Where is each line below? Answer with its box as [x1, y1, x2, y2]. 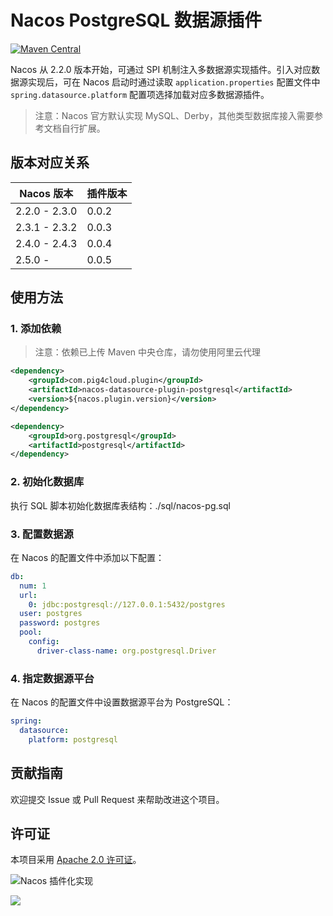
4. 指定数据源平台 [10, 671, 95, 685]
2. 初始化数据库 [10, 475, 85, 489]
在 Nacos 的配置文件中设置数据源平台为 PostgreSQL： [10, 696, 234, 708]
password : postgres [19, 618, 101, 628]
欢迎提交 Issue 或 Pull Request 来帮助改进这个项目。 [10, 793, 225, 805]
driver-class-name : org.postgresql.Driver [36, 646, 217, 656]
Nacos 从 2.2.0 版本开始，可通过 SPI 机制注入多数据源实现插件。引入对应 [10, 63, 312, 75]
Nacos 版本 [19, 186, 74, 200]
